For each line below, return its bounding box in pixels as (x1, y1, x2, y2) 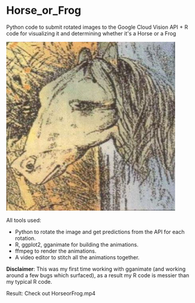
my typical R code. (6, 278, 52, 285)
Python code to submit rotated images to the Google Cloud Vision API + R (6, 23, 188, 31)
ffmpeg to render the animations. (14, 247, 97, 254)
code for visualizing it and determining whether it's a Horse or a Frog (6, 29, 176, 37)
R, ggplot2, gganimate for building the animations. (14, 241, 139, 248)
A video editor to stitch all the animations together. (14, 253, 140, 261)
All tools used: (6, 217, 41, 224)
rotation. (14, 235, 36, 242)
